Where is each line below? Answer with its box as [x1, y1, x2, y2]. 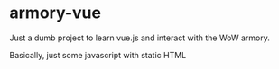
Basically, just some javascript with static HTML [9, 49, 187, 60]
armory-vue [9, 3, 102, 23]
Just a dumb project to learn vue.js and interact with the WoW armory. [9, 32, 271, 43]
